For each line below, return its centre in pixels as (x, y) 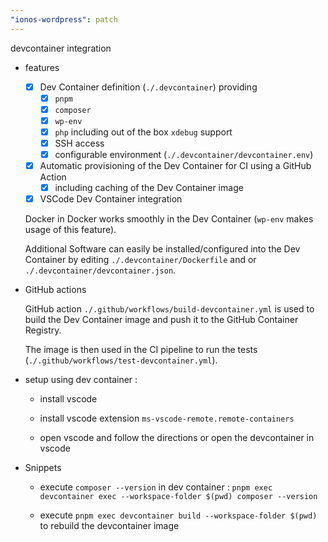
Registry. (43, 330)
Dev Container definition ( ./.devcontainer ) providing (148, 87)
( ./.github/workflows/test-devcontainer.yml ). (121, 360)
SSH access (79, 143)
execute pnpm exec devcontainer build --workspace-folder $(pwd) (178, 515)
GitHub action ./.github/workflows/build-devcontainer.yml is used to (169, 309)
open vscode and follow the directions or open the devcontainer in (177, 438)
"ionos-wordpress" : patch (64, 19)
